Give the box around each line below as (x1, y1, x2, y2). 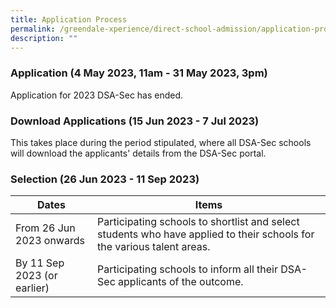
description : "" (10, 33, 78, 43)
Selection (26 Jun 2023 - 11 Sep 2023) (10, 172, 200, 186)
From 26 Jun (15, 221, 76, 235)
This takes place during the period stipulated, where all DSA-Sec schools (10, 136, 312, 148)
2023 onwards (15, 234, 85, 248)
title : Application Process (10, 14, 128, 25)
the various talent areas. (97, 240, 211, 254)
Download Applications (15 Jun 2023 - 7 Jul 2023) (10, 114, 260, 128)
